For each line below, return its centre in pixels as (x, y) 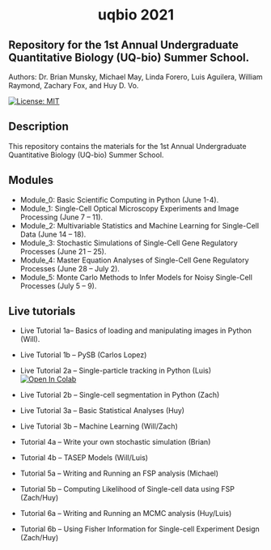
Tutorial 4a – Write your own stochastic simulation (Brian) (115, 442)
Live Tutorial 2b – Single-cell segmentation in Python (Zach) (120, 395)
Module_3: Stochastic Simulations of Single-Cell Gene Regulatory (129, 243)
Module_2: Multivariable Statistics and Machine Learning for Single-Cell (140, 225)
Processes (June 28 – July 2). (70, 268)
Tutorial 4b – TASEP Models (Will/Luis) (84, 458)
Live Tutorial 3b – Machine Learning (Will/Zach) (99, 426)
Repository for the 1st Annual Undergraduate (123, 45)
